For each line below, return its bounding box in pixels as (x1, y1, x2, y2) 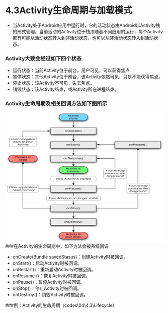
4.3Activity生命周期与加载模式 (5, 5, 132, 16)
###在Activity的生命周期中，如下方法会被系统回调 (5, 243, 109, 249)
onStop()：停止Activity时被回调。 (12, 285, 82, 291)
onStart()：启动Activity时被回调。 (12, 260, 82, 266)
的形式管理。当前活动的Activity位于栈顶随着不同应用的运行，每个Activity (12, 28, 163, 34)
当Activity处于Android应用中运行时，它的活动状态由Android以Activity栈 (12, 22, 160, 28)
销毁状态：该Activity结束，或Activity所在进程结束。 (12, 86, 119, 92)
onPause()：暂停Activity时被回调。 (12, 279, 85, 285)
